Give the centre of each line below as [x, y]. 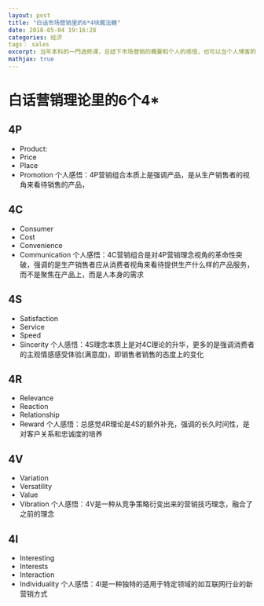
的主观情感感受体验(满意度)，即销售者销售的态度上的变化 [112, 354]
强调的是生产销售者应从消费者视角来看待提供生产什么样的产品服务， [143, 265]
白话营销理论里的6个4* [84, 101]
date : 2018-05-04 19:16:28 [52, 30]
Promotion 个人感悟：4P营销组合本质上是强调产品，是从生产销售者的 [131, 174]
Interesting [37, 557]
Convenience [41, 245]
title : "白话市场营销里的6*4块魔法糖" [64, 23]
